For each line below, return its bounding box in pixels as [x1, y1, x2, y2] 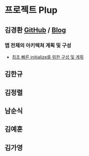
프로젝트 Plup [4, 4, 58, 16]
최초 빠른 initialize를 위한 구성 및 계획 [11, 54, 84, 60]
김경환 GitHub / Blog [4, 26, 66, 34]
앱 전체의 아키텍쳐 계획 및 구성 [4, 42, 72, 49]
